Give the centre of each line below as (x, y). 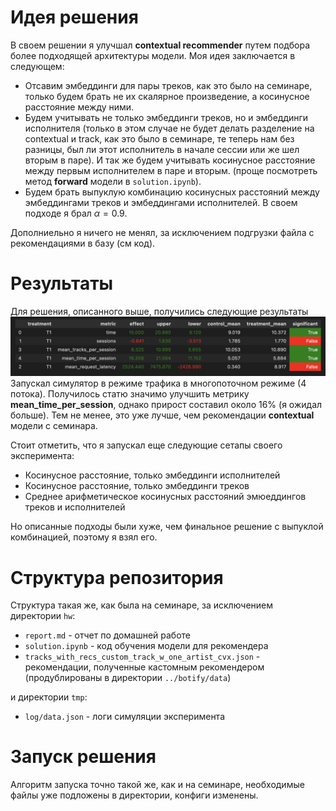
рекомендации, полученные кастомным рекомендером (144, 667)
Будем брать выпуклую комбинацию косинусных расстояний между (172, 192)
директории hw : (43, 616)
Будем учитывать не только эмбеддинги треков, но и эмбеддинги (166, 117)
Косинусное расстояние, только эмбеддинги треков (137, 486)
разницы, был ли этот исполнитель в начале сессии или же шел (162, 149)
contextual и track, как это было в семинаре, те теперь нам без (159, 138)
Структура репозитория (117, 577)
